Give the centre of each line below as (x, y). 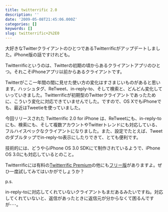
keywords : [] (19, 29)
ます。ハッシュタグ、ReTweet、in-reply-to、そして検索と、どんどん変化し (82, 89)
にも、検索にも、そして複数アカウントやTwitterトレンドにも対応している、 (82, 125)
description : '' (22, 15)
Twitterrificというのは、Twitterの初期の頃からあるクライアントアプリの (78, 65)
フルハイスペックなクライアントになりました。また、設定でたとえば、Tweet (84, 131)
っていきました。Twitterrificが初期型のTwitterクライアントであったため (83, 95)
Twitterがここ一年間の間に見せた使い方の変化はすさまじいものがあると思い (83, 82)
